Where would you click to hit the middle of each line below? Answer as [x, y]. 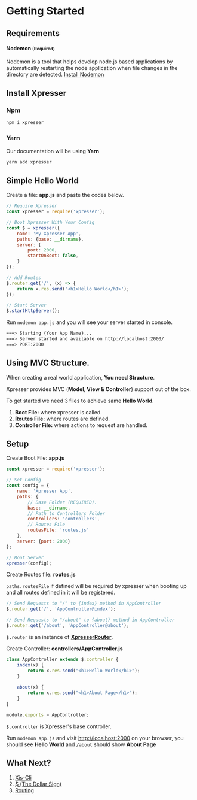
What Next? [29, 763]
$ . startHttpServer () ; [33, 311]
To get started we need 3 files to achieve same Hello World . [80, 401]
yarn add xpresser [29, 162]
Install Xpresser [36, 93]
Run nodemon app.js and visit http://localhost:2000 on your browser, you [95, 738]
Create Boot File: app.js [35, 458]
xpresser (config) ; [29, 563]
